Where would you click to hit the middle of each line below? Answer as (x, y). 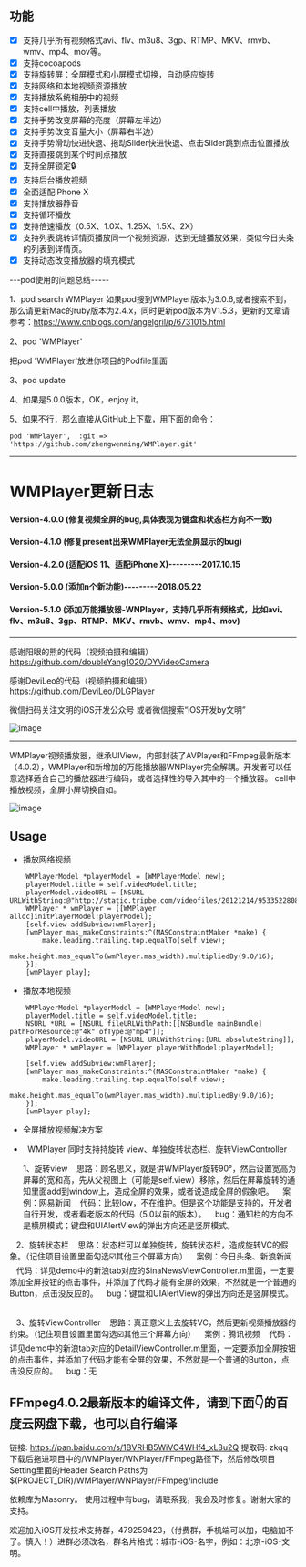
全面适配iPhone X (56, 192)
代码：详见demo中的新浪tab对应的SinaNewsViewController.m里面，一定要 (155, 1270)
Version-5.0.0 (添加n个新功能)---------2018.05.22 (106, 587)
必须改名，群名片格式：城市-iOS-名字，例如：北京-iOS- (177, 1541)
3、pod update (38, 380)
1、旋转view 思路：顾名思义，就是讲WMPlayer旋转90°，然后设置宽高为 (159, 1169)
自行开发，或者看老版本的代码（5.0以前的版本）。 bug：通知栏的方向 (154, 1214)
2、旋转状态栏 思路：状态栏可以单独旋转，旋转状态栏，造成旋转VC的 (148, 1245)
